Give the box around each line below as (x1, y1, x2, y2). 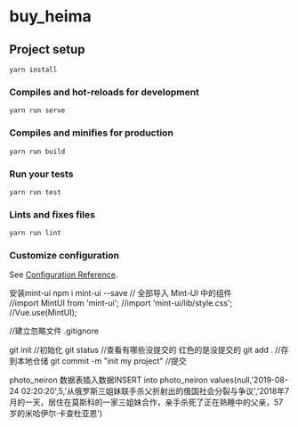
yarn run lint (9, 229, 62, 238)
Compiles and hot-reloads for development (9, 86, 200, 98)
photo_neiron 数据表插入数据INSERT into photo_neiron (9, 374, 208, 385)
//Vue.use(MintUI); (9, 308, 77, 318)
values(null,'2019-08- (209, 374, 289, 385)
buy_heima (9, 6, 92, 27)
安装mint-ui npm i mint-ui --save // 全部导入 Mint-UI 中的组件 (9, 288, 232, 299)
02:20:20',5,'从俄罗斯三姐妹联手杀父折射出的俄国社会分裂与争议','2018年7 (20, 386, 290, 397)
